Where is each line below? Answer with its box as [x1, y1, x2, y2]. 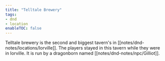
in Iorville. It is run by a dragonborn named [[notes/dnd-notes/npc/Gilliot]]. [5, 50, 160, 56]
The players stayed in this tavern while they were [58, 45, 160, 51]
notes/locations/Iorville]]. [5, 45, 58, 51]
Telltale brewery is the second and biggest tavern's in [5, 39, 117, 45]
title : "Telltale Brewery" [5, 7, 62, 12]
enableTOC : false [5, 26, 42, 31]
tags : [5, 12, 17, 17]
